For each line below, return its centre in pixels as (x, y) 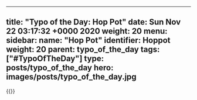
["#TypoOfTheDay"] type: (55, 59)
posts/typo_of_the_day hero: (60, 68)
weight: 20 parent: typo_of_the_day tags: (83, 49)
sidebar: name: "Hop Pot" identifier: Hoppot (89, 41)
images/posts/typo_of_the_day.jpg (71, 77)
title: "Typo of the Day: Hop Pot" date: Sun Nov (94, 22)
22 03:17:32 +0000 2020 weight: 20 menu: (87, 31)
